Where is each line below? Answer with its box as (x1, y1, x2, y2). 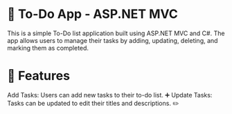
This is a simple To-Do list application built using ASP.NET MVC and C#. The (7, 29, 225, 37)
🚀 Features (7, 68, 71, 84)
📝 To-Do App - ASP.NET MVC (7, 6, 178, 22)
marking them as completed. (7, 44, 89, 52)
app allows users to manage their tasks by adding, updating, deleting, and (7, 36, 218, 44)
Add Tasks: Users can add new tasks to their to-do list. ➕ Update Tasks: (7, 91, 213, 99)
